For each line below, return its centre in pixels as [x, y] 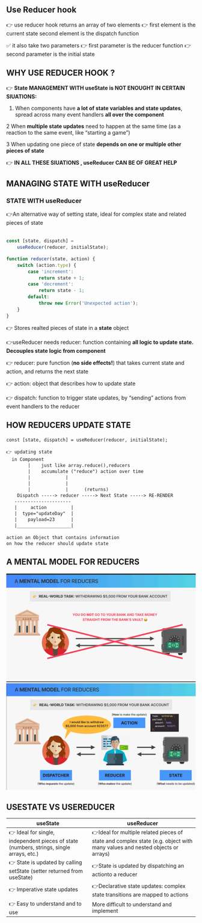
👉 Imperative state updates [43, 889]
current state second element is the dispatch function [73, 33]
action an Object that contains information [63, 537]
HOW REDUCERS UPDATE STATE [69, 425]
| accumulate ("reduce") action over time [86, 471]
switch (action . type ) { [47, 265]
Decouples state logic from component [56, 350]
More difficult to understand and [132, 904]
